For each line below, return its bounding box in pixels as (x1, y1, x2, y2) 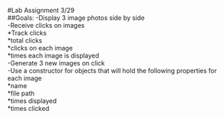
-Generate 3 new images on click (7, 59, 105, 67)
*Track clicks (7, 28, 47, 37)
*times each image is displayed (7, 51, 100, 60)
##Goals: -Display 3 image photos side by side (7, 14, 145, 22)
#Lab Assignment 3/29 (7, 6, 75, 14)
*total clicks (7, 36, 43, 45)
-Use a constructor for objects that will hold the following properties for (7, 67, 218, 75)
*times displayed (7, 97, 57, 105)
